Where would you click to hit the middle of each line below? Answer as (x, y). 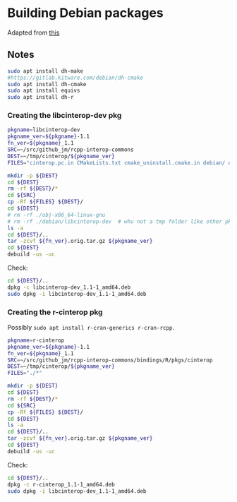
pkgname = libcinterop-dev (44, 130)
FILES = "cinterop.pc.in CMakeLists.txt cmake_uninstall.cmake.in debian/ (116, 163)
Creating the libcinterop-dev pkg (65, 116)
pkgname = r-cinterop (36, 340)
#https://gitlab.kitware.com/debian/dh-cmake (75, 78)
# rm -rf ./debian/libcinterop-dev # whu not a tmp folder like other (115, 221)
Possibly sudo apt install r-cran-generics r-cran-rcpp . (91, 327)
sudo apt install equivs (44, 91)
